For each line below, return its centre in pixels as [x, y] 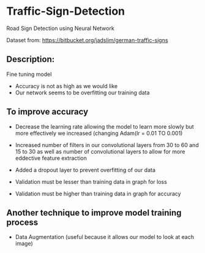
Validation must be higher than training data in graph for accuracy [98, 194]
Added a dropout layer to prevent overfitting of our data [85, 170]
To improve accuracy [47, 112]
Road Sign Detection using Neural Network [60, 28]
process [22, 222]
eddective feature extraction [51, 158]
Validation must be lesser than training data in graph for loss [91, 181]
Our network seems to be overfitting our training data [82, 93]
